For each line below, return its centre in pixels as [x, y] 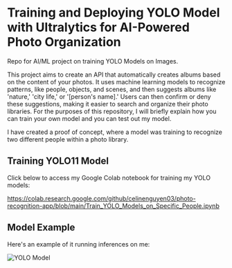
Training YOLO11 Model [58, 161]
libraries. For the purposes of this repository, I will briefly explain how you [112, 111]
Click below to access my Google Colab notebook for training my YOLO [109, 178]
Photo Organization [64, 42]
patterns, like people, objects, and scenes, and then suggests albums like [112, 89]
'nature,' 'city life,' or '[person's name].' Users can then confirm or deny [109, 96]
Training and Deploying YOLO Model [114, 13]
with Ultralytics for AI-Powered [99, 27]
